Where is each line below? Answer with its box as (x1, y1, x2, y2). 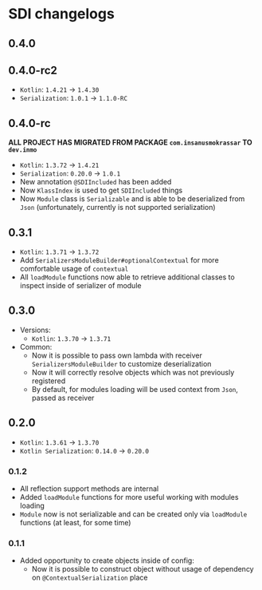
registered (31, 376, 66, 386)
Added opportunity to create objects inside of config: (19, 556, 195, 565)
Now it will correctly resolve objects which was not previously (31, 367, 235, 377)
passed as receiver (31, 393, 95, 402)
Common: (19, 342, 53, 351)
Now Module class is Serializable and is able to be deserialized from (19, 194, 245, 204)
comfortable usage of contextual (19, 264, 129, 274)
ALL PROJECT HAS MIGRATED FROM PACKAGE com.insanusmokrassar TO (8, 137, 252, 148)
